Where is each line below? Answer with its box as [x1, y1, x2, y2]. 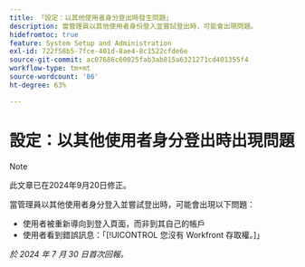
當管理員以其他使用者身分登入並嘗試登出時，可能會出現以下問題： [9, 198, 255, 209]
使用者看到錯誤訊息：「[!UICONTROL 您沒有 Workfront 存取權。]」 [22, 229, 265, 240]
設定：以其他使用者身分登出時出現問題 [9, 130, 296, 150]
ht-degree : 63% [9, 81, 67, 90]
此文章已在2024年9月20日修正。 [9, 179, 131, 190]
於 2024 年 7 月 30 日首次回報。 [9, 248, 129, 259]
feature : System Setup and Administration [9, 38, 172, 48]
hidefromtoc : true [9, 30, 79, 39]
